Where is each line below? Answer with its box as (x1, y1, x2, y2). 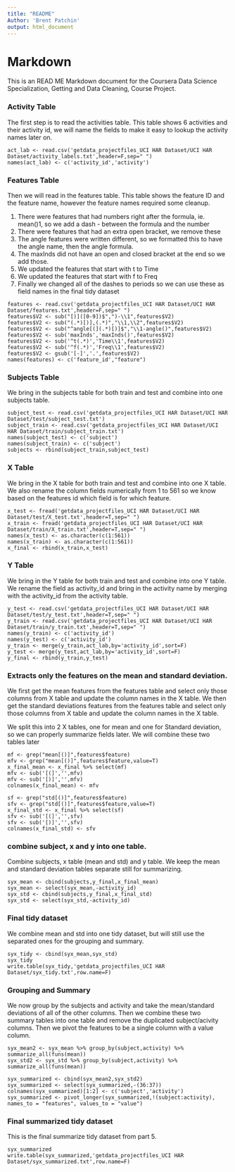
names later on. (7, 133, 53, 141)
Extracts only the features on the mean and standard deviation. (7, 670, 228, 680)
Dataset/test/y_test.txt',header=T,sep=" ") (7, 611, 140, 618)
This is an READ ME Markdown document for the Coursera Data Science (7, 77, 217, 85)
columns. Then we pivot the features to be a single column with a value (7, 1023, 214, 1032)
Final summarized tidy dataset (7, 1116, 113, 1126)
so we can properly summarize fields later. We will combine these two (7, 730, 210, 739)
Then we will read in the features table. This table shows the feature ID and (7, 191, 225, 199)
